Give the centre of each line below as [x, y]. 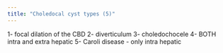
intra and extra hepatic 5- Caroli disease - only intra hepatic [95, 41]
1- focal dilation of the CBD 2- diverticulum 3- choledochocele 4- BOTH [112, 34]
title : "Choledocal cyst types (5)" [61, 14]
